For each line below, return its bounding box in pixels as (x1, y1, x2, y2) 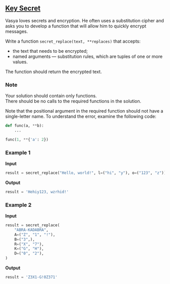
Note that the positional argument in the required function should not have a (5, 108, 163, 114)
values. (12, 58, 28, 65)
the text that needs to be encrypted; (12, 48, 88, 54)
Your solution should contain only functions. (5, 93, 97, 99)
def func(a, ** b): (5, 123, 44, 128)
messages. (5, 28, 28, 34)
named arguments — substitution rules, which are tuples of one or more (12, 53, 163, 59)
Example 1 (5, 149, 31, 156)
